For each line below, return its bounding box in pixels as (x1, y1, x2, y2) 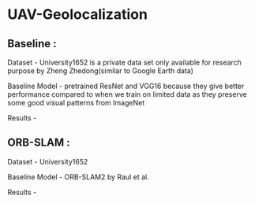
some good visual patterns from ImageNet (7, 98, 145, 107)
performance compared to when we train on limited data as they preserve (7, 90, 248, 99)
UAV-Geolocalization (7, 6, 148, 24)
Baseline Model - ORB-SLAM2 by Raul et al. (7, 172, 149, 182)
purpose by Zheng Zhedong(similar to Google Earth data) (7, 66, 194, 76)
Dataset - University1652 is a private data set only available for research (7, 57, 242, 67)
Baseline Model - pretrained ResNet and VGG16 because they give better (7, 81, 245, 90)
